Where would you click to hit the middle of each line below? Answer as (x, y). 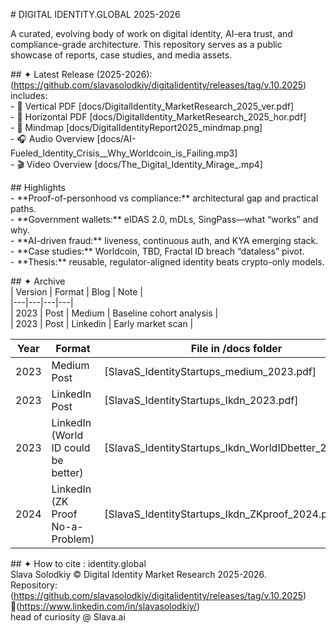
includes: (29, 95)
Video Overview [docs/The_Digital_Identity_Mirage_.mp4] (144, 164)
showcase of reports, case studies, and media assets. (121, 55)
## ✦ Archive (38, 281)
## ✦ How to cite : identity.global (78, 563)
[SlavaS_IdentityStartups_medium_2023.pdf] (210, 371)
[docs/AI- (116, 138)
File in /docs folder (236, 348)
